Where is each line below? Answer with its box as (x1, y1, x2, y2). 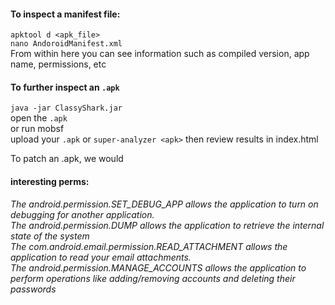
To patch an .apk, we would (10, 153, 124, 165)
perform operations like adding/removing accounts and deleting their (10, 272, 296, 284)
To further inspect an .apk (10, 81, 120, 93)
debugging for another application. (10, 208, 155, 220)
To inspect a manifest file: (10, 8, 121, 20)
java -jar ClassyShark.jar (10, 103, 123, 114)
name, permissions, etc (10, 58, 107, 70)
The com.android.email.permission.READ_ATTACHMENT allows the (10, 240, 288, 252)
